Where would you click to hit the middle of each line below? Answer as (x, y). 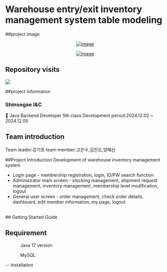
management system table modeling (84, 20)
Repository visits (32, 70)
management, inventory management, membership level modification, (86, 185)
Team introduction (35, 137)
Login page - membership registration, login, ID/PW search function (83, 175)
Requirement (26, 233)
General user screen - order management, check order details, (78, 197)
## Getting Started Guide (31, 217)
